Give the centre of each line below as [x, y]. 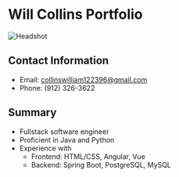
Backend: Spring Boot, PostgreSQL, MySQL [101, 164]
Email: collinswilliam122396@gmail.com [83, 79]
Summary [32, 112]
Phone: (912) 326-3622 [57, 88]
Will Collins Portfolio [75, 14]
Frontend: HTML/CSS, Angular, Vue [88, 156]
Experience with [45, 148]
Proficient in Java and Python [67, 139]
